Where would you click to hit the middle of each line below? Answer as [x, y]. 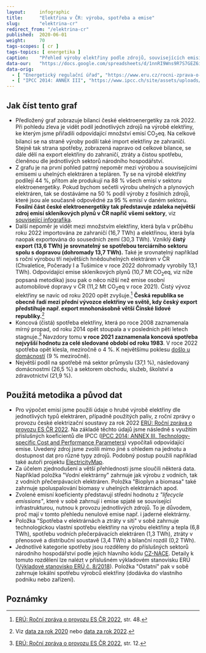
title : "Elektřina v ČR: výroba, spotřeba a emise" [81, 18]
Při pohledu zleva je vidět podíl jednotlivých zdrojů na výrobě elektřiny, [105, 127]
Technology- [174, 436]
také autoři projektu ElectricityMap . [59, 462]
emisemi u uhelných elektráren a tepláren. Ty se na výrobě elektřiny [101, 174]
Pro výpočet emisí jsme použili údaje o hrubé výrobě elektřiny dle [98, 410]
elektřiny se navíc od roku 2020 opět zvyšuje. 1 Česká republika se [99, 295]
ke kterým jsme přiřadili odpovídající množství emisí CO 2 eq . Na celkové [105, 134]
